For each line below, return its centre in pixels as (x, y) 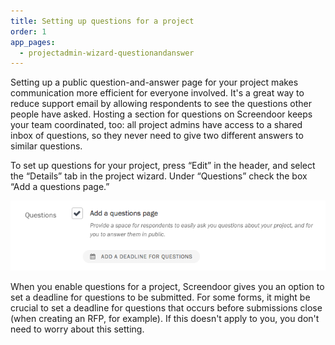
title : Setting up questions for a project (102, 21)
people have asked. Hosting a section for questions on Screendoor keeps (161, 114)
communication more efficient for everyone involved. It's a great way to (157, 93)
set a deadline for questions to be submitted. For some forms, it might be (160, 297)
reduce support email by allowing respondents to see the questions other (161, 104)
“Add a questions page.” (60, 187)
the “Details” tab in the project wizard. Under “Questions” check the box (159, 176)
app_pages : (33, 42)
